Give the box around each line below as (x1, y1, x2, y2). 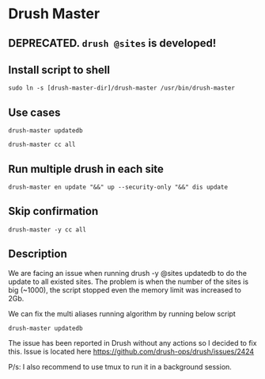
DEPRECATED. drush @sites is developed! (8, 36, 217, 50)
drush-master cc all (8, 140, 77, 149)
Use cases (8, 105, 61, 119)
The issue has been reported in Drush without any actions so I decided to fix (8, 338, 257, 347)
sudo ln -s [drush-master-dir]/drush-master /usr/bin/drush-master (8, 84, 236, 92)
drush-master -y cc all (8, 225, 87, 234)
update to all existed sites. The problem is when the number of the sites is (8, 277, 249, 286)
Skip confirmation (8, 205, 99, 218)
